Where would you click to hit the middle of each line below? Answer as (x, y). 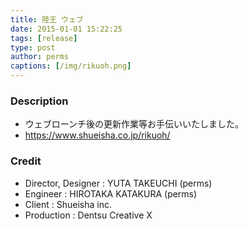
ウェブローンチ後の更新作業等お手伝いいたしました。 (134, 124)
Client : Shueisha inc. (68, 204)
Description (39, 101)
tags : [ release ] (44, 38)
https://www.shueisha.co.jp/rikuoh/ (97, 135)
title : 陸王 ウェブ (47, 19)
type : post (33, 47)
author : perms (40, 57)
